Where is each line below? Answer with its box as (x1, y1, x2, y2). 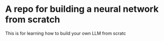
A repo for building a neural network (5, 3, 159, 15)
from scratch (5, 14, 60, 25)
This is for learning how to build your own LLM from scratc (5, 30, 126, 36)
